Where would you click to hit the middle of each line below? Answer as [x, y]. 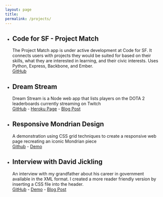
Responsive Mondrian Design [58, 124]
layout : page [18, 10]
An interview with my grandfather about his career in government [78, 173]
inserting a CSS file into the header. [48, 184]
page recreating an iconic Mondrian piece [54, 141]
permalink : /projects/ [28, 19]
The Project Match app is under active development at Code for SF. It [82, 50]
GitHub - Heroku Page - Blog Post [46, 109]
